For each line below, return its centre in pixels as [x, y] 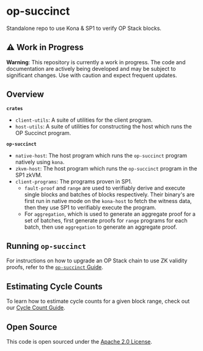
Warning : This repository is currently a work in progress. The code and [96, 62]
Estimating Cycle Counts [54, 286]
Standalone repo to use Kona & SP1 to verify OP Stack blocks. [84, 28]
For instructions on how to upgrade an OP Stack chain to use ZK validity [97, 260]
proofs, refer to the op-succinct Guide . [55, 267]
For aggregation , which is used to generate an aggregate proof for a [110, 214]
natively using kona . [40, 162]
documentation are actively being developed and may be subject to [91, 68]
